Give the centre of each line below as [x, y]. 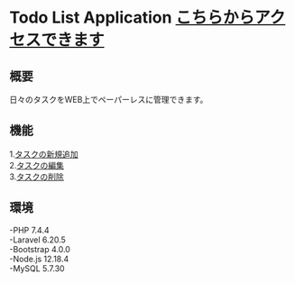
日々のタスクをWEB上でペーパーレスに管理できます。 [109, 100]
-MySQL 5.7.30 [37, 268]
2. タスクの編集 [37, 165]
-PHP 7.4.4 [29, 230]
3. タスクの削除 [37, 177]
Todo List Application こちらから [132, 18]
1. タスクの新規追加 [44, 154]
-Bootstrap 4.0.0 [40, 249]
